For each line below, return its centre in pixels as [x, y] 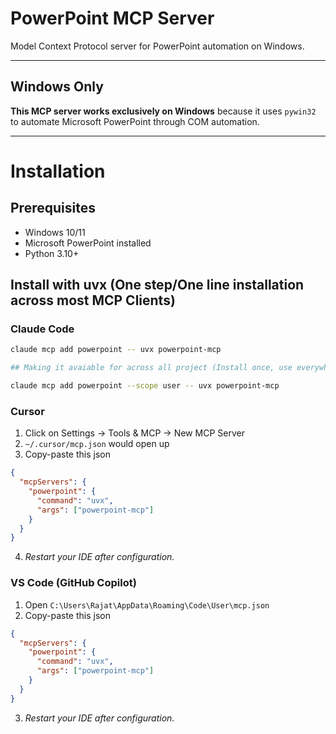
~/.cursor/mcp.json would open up [97, 444]
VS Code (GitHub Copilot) [73, 583]
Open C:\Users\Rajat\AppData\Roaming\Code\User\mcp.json [147, 604]
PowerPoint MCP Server [112, 18]
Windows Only [57, 87]
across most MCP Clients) [93, 300]
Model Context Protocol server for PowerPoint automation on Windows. [157, 46]
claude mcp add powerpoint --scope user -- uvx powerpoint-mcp [145, 386]
